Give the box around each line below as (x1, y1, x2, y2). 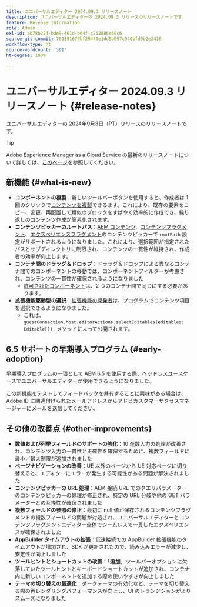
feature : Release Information (6, 19, 81, 25)
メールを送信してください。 (31, 405, 99, 412)
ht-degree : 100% (6, 52, 46, 58)
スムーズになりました (14, 595, 66, 602)
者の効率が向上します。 (14, 253, 72, 260)
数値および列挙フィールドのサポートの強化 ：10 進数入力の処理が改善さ (14, 441, 186, 447)
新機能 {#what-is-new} (6, 177, 92, 187)
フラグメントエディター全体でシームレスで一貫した (30, 521, 154, 528)
